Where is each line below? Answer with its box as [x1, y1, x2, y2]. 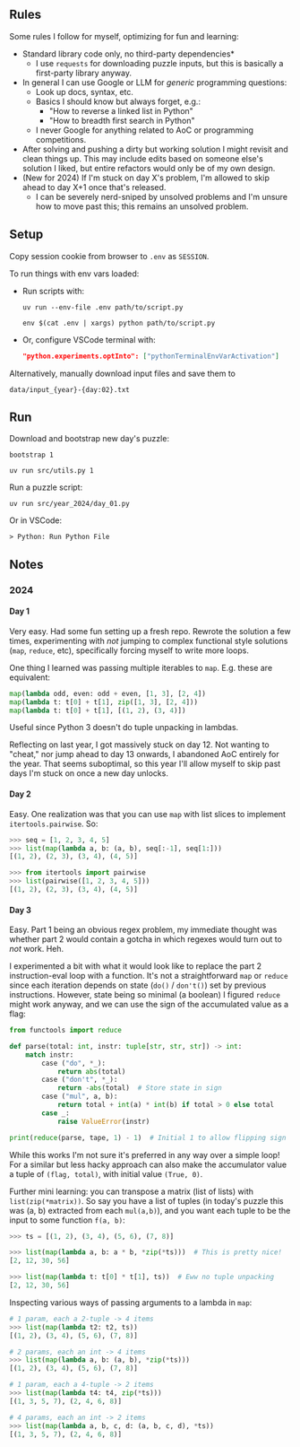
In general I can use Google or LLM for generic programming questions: [21, 76, 287, 88]
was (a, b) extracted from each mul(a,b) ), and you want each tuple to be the [9, 1205, 291, 1216]
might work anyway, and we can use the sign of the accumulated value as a [9, 999, 289, 1010]
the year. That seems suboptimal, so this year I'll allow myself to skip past [9, 758, 281, 770]
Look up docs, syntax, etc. [35, 86, 134, 97]
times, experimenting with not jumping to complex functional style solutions [9, 635, 288, 646]
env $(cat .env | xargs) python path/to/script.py [21, 318, 216, 327]
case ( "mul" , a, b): [41, 1092, 118, 1102]
